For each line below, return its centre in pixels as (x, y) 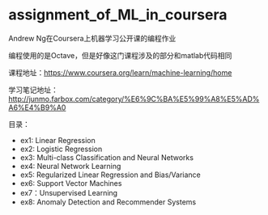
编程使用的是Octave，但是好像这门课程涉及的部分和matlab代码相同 (120, 55)
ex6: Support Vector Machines (71, 183)
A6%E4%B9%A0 (37, 107)
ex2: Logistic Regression (61, 149)
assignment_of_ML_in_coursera (118, 15)
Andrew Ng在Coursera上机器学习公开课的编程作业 (92, 38)
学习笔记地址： (33, 90)
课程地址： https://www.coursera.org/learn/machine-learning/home (120, 72)
